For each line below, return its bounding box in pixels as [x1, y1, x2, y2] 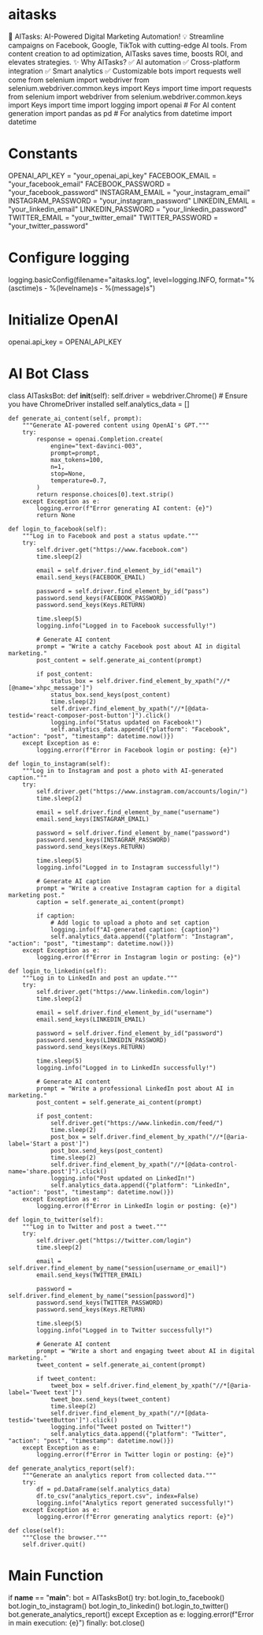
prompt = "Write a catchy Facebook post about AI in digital [36, 642, 242, 651]
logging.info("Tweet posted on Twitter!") [50, 1423, 192, 1431]
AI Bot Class [8, 365, 89, 382]
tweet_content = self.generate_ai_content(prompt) [36, 1360, 206, 1369]
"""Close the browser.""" [22, 1533, 108, 1541]
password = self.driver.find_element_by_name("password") [36, 829, 231, 837]
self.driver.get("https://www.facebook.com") [36, 546, 189, 553]
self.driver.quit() [22, 1540, 87, 1548]
